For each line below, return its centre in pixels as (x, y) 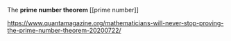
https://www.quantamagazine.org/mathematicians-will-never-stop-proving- (115, 23)
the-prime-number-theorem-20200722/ (64, 30)
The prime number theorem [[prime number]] (73, 10)
